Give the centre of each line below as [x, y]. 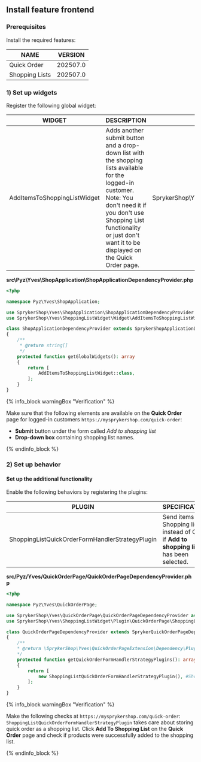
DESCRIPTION [126, 120]
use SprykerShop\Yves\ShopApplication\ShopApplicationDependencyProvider [100, 312]
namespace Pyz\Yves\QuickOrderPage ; [52, 605]
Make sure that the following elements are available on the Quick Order [94, 413]
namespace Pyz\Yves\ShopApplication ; [53, 302]
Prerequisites [26, 27]
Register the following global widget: [51, 105]
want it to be [123, 242]
